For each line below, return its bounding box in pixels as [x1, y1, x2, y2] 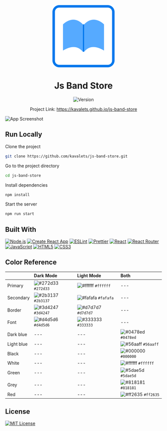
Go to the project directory [5, 163, 60, 169]
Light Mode [77, 273, 101, 279]
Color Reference [5, 258, 57, 267]
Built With [5, 225, 36, 233]
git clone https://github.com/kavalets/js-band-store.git [5, 154, 128, 159]
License [5, 408, 30, 416]
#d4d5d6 [34, 323, 50, 328]
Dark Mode [34, 273, 58, 279]
